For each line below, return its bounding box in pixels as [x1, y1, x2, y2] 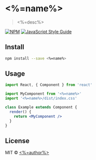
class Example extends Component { [5, 105, 77, 110]
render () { [9, 109, 32, 114]
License [5, 136, 30, 145]
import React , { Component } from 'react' [5, 82, 93, 87]
